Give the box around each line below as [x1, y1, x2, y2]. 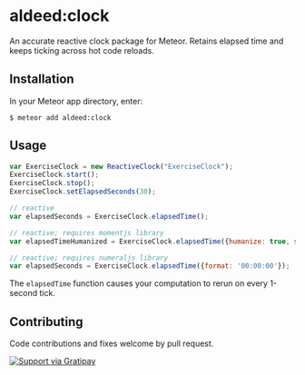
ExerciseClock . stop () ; [9, 179, 95, 188]
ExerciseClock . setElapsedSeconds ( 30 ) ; [9, 187, 156, 196]
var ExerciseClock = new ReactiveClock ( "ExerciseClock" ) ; [9, 162, 233, 171]
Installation [9, 72, 74, 87]
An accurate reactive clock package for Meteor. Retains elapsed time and [9, 35, 284, 46]
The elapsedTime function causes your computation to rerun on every [9, 278, 268, 289]
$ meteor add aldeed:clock [9, 113, 112, 123]
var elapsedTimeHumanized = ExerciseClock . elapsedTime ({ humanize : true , [9, 237, 290, 246]
